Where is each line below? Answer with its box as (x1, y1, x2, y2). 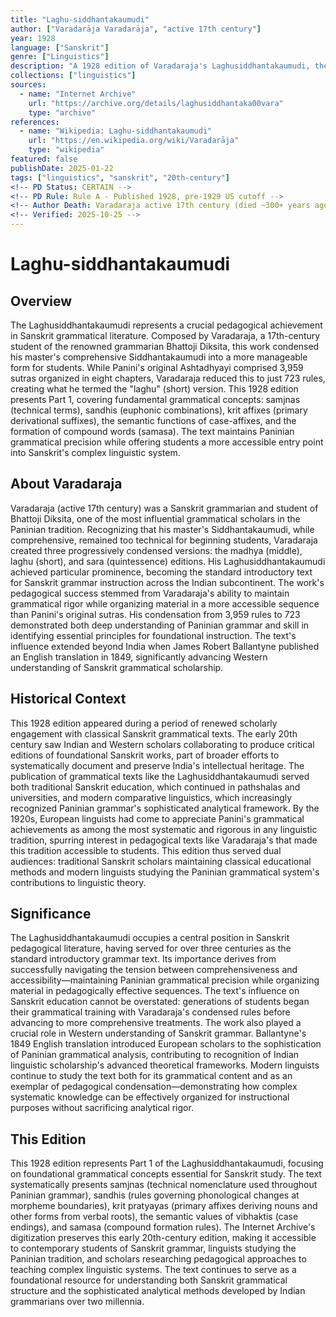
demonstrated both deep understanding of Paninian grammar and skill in (10, 619, 310, 631)
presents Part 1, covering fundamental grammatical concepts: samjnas (10, 394, 301, 405)
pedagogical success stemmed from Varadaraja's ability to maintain (10, 587, 290, 599)
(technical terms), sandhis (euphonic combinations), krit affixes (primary (10, 404, 308, 416)
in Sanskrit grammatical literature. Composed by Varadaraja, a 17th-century (10, 330, 321, 341)
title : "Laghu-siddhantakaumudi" (10, 14, 150, 25)
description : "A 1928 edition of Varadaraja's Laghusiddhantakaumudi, (10, 61, 311, 71)
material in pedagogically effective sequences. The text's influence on (10, 985, 300, 997)
